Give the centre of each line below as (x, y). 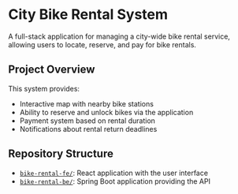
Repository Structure (61, 154)
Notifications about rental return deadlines (88, 129)
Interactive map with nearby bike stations (86, 103)
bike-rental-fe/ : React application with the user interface (114, 173)
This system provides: (44, 88)
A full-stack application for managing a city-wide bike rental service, (119, 36)
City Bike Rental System (88, 15)
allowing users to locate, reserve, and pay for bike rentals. (102, 44)
